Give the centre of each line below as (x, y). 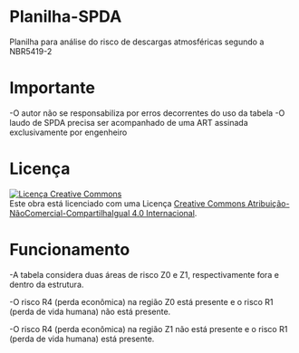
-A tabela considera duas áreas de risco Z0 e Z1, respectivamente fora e (144, 274)
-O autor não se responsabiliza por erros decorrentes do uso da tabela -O (147, 113)
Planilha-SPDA (66, 17)
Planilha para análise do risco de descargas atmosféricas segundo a (137, 42)
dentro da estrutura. (47, 284)
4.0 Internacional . (164, 213)
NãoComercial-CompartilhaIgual (70, 213)
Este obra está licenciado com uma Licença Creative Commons (128, 203)
